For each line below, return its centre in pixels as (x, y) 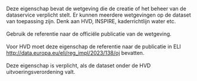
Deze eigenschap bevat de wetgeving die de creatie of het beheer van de (96, 9)
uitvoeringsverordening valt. (41, 72)
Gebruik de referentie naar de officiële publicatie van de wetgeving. (89, 34)
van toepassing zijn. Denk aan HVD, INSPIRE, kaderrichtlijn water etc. (91, 21)
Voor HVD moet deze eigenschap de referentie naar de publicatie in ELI (94, 46)
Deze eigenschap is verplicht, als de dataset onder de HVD (79, 66)
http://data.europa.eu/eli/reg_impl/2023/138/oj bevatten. (75, 53)
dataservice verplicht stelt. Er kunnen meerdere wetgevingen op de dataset (99, 15)
